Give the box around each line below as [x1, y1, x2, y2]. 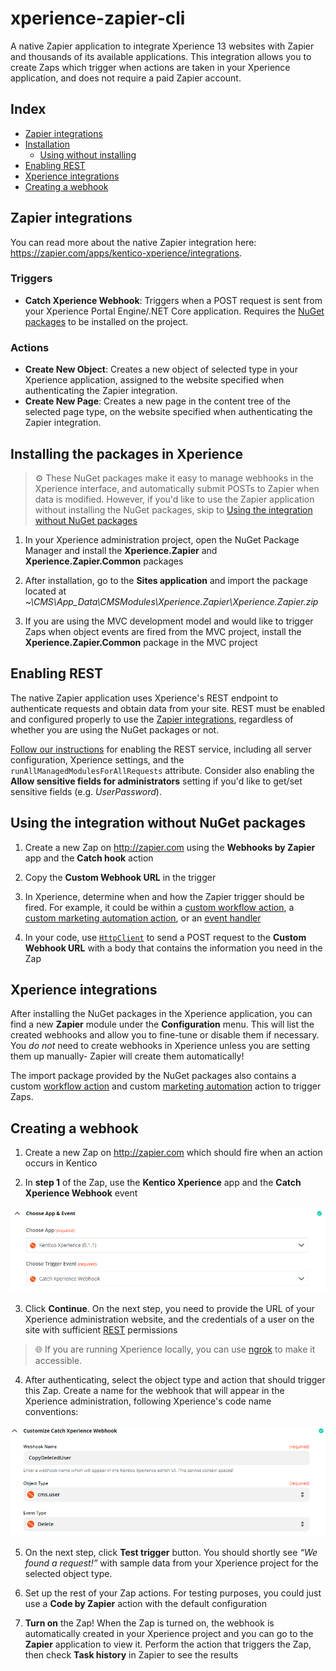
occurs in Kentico [24, 1157, 98, 1169]
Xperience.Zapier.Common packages [24, 555, 184, 567]
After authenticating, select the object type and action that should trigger [24, 1373, 326, 1386]
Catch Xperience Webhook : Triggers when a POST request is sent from [24, 294, 323, 306]
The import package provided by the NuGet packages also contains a [10, 1070, 297, 1082]
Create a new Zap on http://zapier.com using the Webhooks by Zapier [24, 841, 316, 853]
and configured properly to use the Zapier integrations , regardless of [10, 713, 294, 725]
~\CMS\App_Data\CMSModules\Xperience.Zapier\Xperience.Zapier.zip [24, 595, 319, 607]
